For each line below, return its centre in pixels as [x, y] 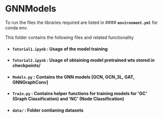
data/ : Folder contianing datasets [48, 110]
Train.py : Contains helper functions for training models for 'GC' [80, 94]
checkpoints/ [26, 66]
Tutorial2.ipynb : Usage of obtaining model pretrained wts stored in [83, 60]
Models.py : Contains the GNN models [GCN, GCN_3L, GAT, [73, 77]
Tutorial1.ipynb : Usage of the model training [60, 49]
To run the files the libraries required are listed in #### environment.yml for [81, 22]
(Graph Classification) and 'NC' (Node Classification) [68, 99]
